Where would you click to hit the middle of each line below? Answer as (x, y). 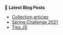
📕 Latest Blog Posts (25, 8)
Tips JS (19, 27)
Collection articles (30, 17)
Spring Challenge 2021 (35, 22)
